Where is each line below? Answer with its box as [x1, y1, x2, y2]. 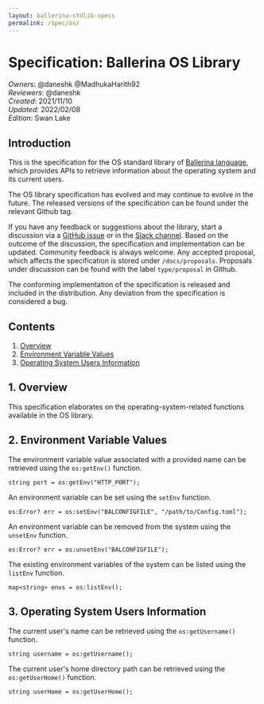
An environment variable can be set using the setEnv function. [8, 492, 212, 502]
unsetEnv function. [8, 530, 68, 539]
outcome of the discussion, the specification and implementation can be [8, 239, 245, 249]
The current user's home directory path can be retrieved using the [8, 663, 225, 673]
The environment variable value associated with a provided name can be [8, 454, 247, 464]
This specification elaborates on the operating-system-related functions [8, 402, 245, 411]
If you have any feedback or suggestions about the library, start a [8, 222, 223, 231]
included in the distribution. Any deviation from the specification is [8, 288, 226, 298]
